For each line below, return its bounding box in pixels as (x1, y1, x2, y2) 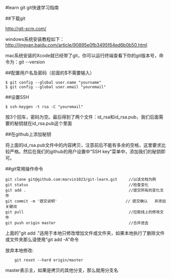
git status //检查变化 (5, 182, 149, 187)
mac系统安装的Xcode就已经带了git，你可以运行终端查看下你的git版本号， (5, 53, 159, 58)
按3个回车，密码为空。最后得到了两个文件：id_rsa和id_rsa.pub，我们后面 (5, 114, 159, 120)
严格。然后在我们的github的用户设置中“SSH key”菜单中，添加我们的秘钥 (9, 148, 161, 155)
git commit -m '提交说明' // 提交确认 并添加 (5, 199, 166, 204)
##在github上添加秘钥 (5, 131, 52, 137)
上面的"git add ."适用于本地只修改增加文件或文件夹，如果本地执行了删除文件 (5, 230, 165, 236)
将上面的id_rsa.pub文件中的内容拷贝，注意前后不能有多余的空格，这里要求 (5, 142, 162, 148)
